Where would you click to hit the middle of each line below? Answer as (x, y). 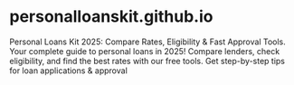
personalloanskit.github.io (111, 17)
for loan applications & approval (69, 71)
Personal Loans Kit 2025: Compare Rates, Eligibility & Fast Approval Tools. (148, 42)
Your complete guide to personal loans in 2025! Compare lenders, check (145, 51)
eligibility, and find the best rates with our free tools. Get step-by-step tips (147, 61)
